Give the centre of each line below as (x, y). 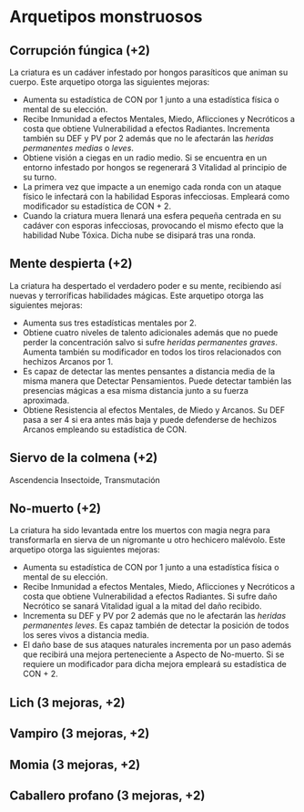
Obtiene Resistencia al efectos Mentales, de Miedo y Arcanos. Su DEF (154, 410)
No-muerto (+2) (56, 509)
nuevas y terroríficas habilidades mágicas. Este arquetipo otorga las (137, 295)
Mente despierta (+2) (71, 264)
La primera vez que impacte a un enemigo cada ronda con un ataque (152, 187)
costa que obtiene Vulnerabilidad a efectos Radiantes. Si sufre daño (150, 596)
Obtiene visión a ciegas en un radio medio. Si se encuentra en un (144, 158)
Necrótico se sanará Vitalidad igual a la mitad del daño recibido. (142, 606)
